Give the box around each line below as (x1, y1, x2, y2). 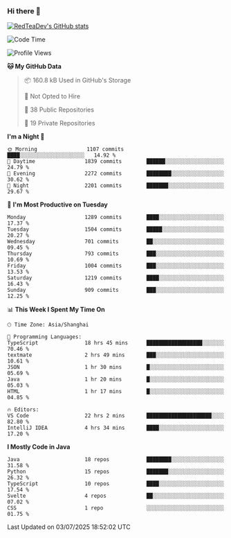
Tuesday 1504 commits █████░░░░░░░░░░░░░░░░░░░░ (7, 226, 225, 233)
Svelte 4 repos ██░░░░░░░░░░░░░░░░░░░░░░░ (7, 492, 225, 500)
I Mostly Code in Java (7, 443, 71, 451)
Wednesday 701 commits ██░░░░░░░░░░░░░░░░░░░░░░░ (7, 238, 225, 245)
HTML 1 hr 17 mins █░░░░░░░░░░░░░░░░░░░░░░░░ (7, 388, 225, 395)
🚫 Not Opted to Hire (24, 92, 81, 101)
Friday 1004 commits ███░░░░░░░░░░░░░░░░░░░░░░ (7, 263, 225, 270)
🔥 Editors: (7, 406, 39, 413)
